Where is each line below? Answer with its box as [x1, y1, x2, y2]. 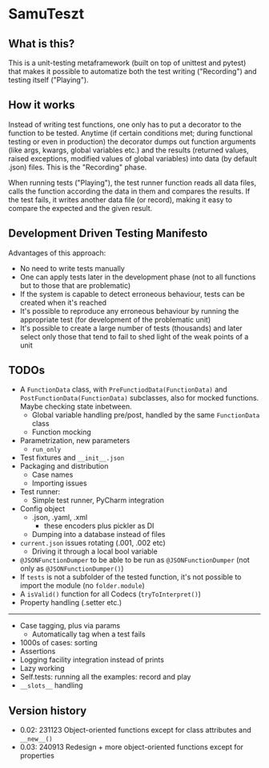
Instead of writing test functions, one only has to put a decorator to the [8, 120, 242, 129]
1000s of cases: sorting [19, 638, 98, 648]
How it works [8, 98, 75, 112]
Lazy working [19, 664, 66, 673]
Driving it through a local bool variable [31, 547, 158, 556]
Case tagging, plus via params [19, 621, 121, 631]
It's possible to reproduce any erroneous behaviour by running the [19, 306, 239, 315]
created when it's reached [19, 298, 106, 307]
